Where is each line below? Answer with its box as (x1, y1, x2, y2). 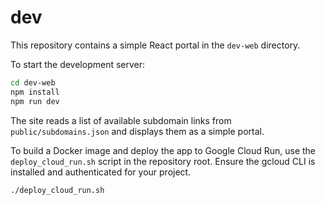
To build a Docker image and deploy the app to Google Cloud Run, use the (10, 144, 317, 156)
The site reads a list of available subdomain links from (10, 114, 232, 126)
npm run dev (10, 96, 60, 106)
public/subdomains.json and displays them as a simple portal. (10, 125, 265, 137)
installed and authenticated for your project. (10, 166, 192, 178)
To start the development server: (10, 58, 146, 70)
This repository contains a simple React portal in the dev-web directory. (10, 39, 301, 51)
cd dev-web (10, 77, 56, 88)
